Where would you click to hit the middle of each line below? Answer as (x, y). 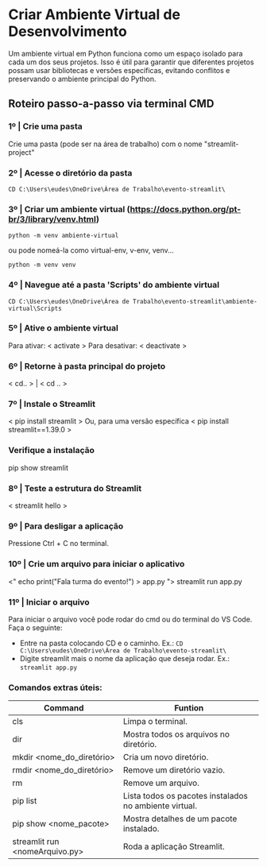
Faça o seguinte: (35, 627)
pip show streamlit (39, 467)
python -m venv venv (43, 265)
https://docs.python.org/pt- (185, 209)
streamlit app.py (48, 668)
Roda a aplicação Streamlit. (174, 846)
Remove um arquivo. (161, 783)
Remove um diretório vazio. (174, 770)
